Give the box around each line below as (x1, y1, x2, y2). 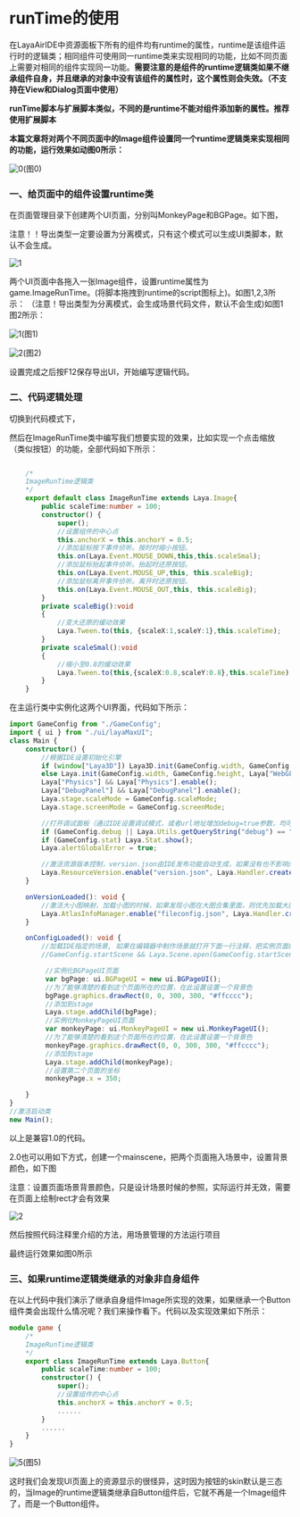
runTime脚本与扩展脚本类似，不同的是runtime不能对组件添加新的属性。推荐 (9, 103, 290, 113)
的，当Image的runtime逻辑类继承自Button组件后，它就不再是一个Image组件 (9, 1488, 287, 1498)
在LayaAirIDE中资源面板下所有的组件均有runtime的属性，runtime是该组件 (9, 39, 279, 50)
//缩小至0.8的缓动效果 (56, 660, 131, 669)
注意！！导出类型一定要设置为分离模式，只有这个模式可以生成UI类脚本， (9, 229, 276, 239)
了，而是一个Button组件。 (9, 1498, 104, 1509)
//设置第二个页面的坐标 (45, 1066, 121, 1075)
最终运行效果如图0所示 (9, 1247, 93, 1259)
